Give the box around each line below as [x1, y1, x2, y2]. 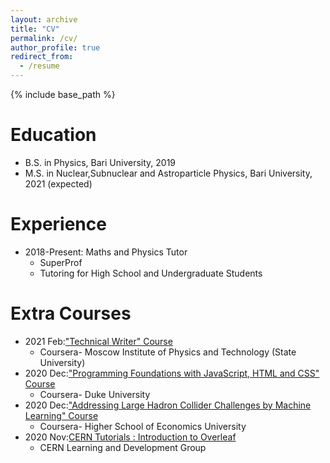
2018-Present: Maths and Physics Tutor [24, 246, 188, 258]
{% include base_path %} [10, 89, 116, 100]
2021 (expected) [24, 177, 93, 190]
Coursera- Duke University [39, 388, 151, 400]
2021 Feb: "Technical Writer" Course [24, 335, 173, 347]
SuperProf [39, 256, 83, 268]
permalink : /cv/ [10, 33, 78, 43]
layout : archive [10, 14, 78, 25]
